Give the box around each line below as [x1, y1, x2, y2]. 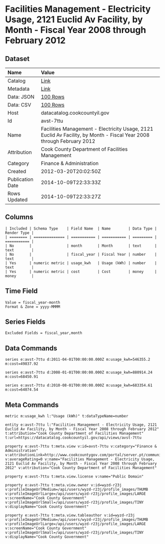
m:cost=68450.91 [5, 374, 38, 379]
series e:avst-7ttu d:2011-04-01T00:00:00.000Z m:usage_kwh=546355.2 [5, 357, 151, 362]
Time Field [5, 287, 38, 295]
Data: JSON [7, 94, 35, 100]
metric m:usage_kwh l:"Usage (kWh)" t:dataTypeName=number [5, 414, 129, 419]
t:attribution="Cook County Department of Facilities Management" [5, 431, 144, 436]
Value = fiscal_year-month [5, 300, 60, 305]
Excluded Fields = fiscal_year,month [5, 331, 82, 336]
